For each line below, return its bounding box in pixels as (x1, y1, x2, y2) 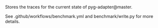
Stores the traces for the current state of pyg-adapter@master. (5, 4, 133, 10)
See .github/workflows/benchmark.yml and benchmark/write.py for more (5, 14, 154, 19)
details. (5, 19, 20, 24)
